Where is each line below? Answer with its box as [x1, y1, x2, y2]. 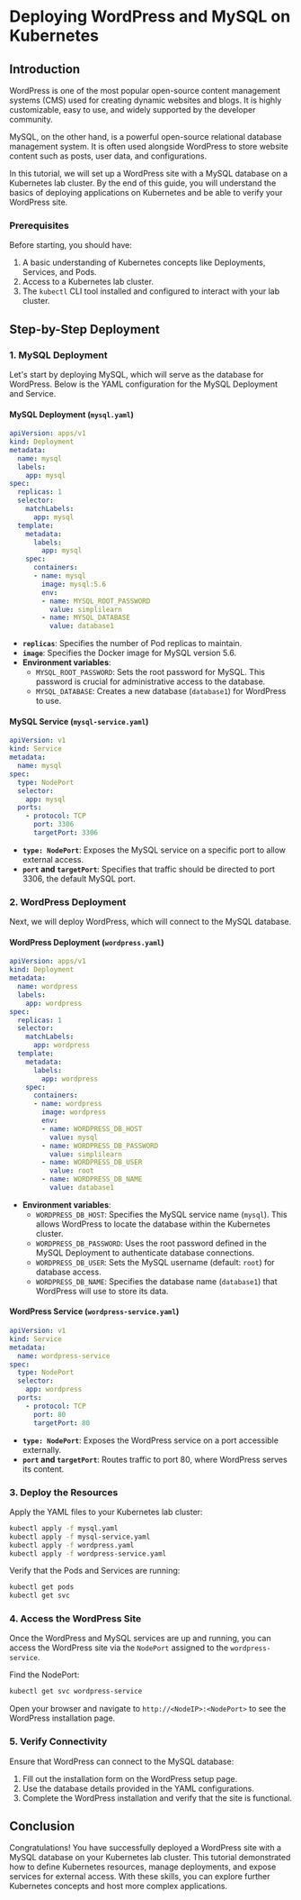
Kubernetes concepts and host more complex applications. [9, 1881, 227, 1892]
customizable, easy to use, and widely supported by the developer [9, 105, 256, 114]
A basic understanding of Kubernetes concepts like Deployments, [22, 257, 266, 268]
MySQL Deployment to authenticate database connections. [35, 1247, 255, 1258]
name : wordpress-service [17, 1351, 111, 1360]
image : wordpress [41, 1108, 106, 1117]
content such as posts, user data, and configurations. [9, 151, 208, 161]
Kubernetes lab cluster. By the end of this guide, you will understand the [9, 178, 277, 188]
